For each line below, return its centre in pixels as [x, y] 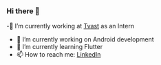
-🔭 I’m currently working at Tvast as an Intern [71, 26]
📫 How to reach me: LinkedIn [58, 55]
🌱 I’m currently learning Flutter [60, 47]
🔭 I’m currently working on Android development [85, 39]
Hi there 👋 [23, 11]
